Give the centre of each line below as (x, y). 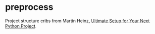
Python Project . (21, 26)
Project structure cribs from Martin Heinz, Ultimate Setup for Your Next (77, 21)
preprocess (29, 7)
